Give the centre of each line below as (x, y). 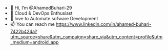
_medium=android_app (34, 42)
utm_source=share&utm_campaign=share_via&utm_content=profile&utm (86, 37)
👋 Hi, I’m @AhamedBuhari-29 (41, 8)
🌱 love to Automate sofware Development (54, 18)
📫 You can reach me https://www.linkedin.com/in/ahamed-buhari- (81, 24)
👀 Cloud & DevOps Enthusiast (41, 13)
